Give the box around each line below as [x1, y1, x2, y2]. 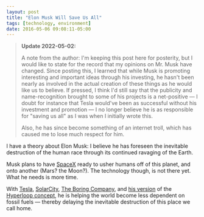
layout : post [6, 9, 40, 15]
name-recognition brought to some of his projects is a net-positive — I [21, 93, 198, 100]
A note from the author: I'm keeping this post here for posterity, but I [21, 54, 193, 61]
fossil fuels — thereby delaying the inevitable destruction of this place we [6, 198, 191, 205]
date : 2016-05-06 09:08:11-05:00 [6, 26, 91, 32]
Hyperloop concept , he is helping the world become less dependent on [6, 192, 185, 199]
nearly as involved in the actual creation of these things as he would [21, 80, 192, 88]
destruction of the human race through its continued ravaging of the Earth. [6, 149, 194, 156]
